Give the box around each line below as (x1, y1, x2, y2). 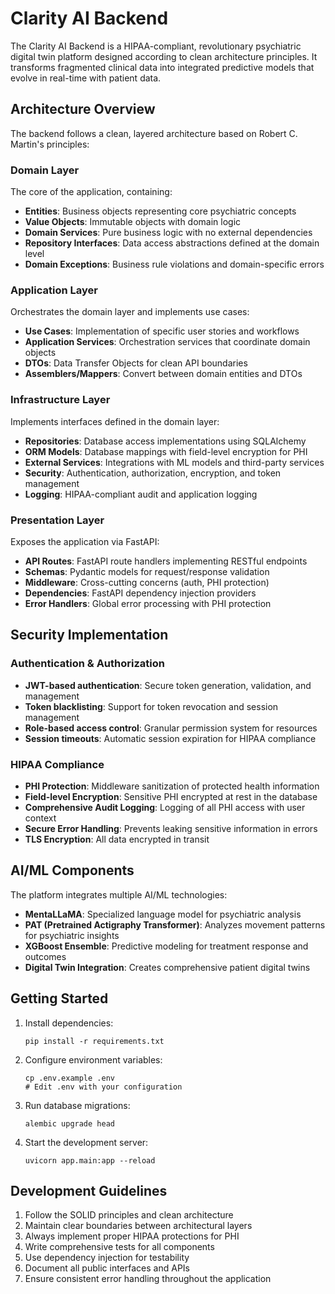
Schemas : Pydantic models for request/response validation (24, 565, 270, 577)
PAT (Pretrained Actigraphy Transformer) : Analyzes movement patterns (24, 918, 326, 931)
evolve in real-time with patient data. (10, 72, 162, 84)
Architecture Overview (10, 101, 156, 118)
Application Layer (10, 283, 98, 297)
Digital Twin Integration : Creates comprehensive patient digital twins (24, 961, 311, 973)
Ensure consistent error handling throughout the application (24, 1273, 272, 1285)
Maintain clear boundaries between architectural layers (24, 1220, 253, 1232)
